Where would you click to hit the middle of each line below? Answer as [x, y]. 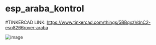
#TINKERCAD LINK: [26, 22]
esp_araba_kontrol [45, 9]
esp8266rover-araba [27, 27]
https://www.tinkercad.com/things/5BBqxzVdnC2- [99, 22]
